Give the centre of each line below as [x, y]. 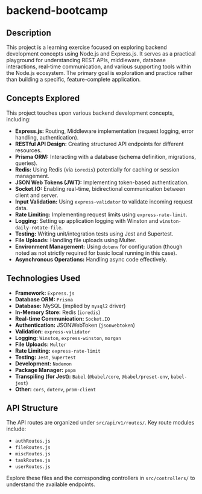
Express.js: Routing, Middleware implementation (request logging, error [104, 131]
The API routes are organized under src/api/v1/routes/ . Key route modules [100, 423]
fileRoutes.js [33, 447]
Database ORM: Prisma [44, 299]
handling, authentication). [47, 137]
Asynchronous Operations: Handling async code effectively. [91, 259]
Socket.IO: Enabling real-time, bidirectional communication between [100, 188]
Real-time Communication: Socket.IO [62, 318]
